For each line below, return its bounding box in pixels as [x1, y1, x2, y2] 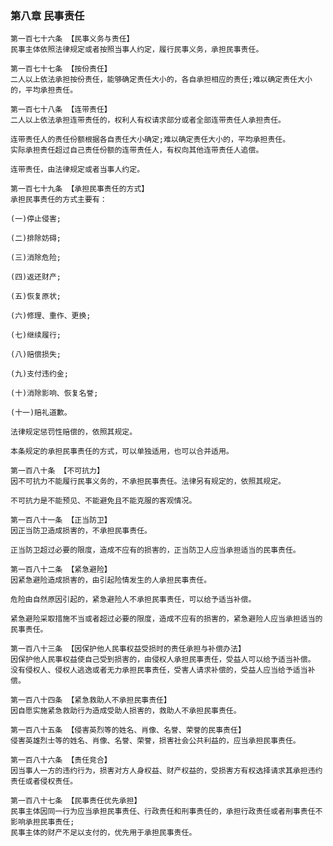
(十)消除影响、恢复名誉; [10, 388, 99, 399]
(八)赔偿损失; [10, 350, 62, 360]
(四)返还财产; [10, 272, 62, 282]
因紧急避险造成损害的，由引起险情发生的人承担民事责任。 [10, 575, 212, 586]
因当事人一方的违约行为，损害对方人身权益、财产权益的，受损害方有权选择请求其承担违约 [10, 766, 323, 776]
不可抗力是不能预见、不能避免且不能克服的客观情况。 [10, 496, 197, 506]
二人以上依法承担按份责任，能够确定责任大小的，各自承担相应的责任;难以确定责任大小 [10, 75, 313, 85]
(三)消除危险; [10, 253, 62, 263]
